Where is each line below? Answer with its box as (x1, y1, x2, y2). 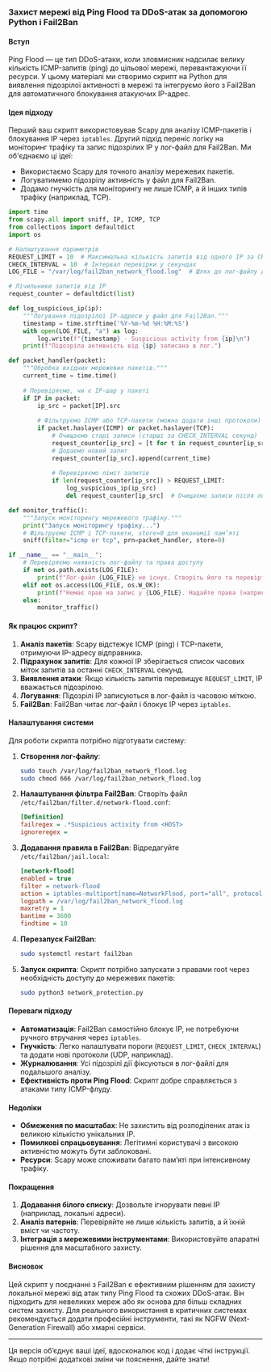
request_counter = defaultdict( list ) (8, 290, 135, 298)
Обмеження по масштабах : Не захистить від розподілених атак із (19, 1121, 251, 1130)
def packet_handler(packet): (8, 356, 106, 365)
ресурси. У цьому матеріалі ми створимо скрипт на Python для (8, 72, 227, 82)
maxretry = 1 (19, 904, 65, 913)
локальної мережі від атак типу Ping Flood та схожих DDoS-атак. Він (8, 1288, 244, 1298)
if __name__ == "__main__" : (8, 551, 103, 559)
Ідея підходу (8, 107, 53, 117)
